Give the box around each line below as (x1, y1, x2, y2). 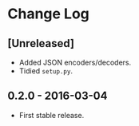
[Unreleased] (7, 37, 75, 50)
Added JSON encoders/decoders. (18, 57, 132, 67)
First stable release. (18, 110, 85, 120)
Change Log (7, 5, 89, 23)
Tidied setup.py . (18, 66, 73, 76)
